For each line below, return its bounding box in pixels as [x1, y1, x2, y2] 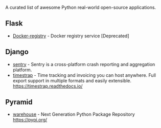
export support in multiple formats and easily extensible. [12, 77, 132, 83]
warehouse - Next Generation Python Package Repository [12, 111, 135, 117]
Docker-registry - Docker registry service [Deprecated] [12, 33, 129, 39]
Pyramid [5, 98, 33, 106]
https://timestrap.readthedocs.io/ [12, 83, 83, 89]
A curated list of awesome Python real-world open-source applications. [5, 5, 156, 10]
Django [5, 48, 29, 56]
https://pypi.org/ [12, 117, 48, 123]
